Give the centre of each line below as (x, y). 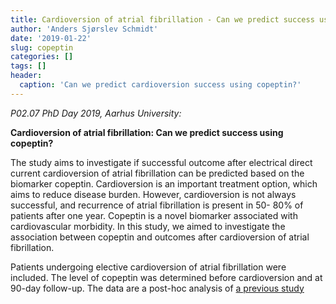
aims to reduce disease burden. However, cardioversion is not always (153, 194)
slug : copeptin (42, 47)
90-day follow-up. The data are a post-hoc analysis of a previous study (157, 288)
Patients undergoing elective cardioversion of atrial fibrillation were (148, 267)
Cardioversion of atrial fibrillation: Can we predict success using (147, 132)
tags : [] (28, 66)
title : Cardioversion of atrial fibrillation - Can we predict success (162, 19)
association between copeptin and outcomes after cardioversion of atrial (160, 237)
